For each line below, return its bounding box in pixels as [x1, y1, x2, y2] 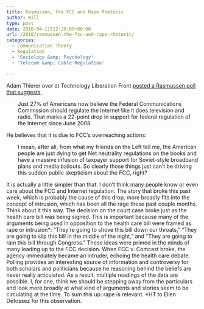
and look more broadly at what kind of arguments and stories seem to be [6, 284, 189, 291]
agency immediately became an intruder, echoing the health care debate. [6, 252, 191, 259]
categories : [6, 37, 37, 43]
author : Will [6, 15, 40, 21]
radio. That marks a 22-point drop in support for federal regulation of [18, 113, 191, 120]
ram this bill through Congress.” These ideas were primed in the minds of [6, 238, 190, 246]
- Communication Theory [12, 43, 72, 49]
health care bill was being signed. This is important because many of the [6, 213, 189, 220]
